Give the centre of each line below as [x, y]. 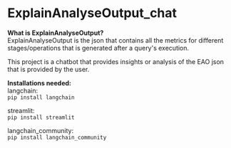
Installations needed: [39, 83]
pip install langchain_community [57, 137]
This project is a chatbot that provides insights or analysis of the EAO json [116, 61]
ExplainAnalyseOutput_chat [92, 13]
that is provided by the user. [48, 69]
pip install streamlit [41, 117]
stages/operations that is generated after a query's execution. [98, 48]
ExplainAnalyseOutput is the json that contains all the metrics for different [115, 40]
